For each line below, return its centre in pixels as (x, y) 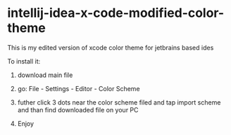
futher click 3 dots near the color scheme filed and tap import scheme (119, 102)
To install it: (24, 61)
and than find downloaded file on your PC (78, 110)
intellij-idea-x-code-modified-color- (116, 13)
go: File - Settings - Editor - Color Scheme (79, 88)
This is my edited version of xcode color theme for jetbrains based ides (111, 47)
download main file (45, 75)
